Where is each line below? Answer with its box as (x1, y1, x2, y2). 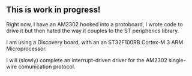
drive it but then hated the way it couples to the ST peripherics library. (6, 27, 179, 34)
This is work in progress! (6, 5, 101, 15)
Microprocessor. (6, 45, 47, 52)
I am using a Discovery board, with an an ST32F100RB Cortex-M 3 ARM (6, 38, 184, 45)
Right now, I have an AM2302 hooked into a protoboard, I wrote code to (6, 20, 183, 28)
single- (168, 56, 186, 63)
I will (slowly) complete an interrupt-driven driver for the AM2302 (6, 56, 168, 63)
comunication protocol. (17, 63, 76, 70)
